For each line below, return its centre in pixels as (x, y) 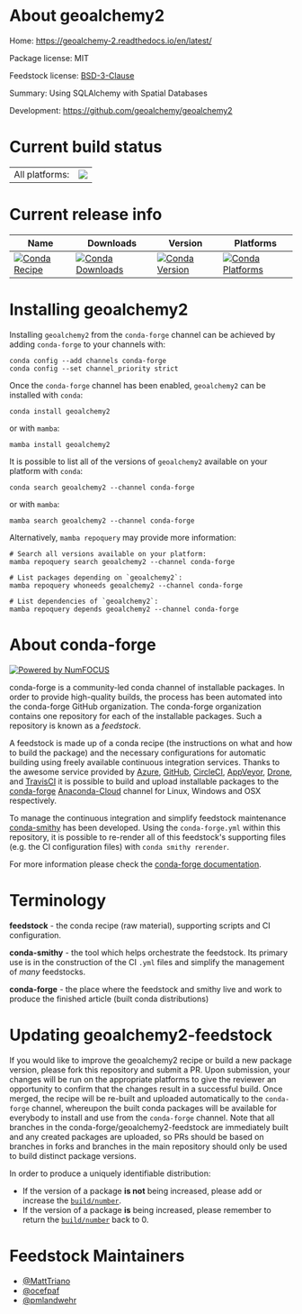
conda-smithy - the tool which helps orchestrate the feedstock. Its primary (149, 953)
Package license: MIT (49, 58)
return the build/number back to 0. (85, 1219)
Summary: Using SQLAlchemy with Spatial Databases (109, 93)
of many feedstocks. (48, 972)
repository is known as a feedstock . (75, 725)
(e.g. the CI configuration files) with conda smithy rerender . (119, 846)
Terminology (58, 900)
